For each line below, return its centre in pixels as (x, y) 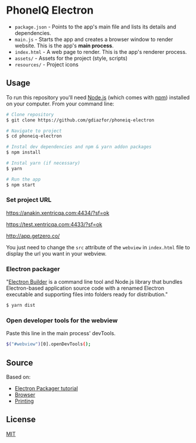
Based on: (18, 377)
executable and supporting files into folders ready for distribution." (87, 294)
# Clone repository (30, 114)
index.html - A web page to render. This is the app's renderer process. (101, 52)
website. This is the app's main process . (64, 46)
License (21, 420)
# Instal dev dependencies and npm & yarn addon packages (79, 147)
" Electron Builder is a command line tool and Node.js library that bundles (94, 282)
